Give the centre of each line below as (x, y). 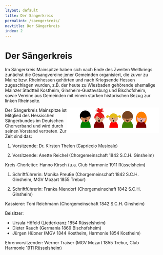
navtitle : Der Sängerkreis (32, 26)
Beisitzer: (15, 213)
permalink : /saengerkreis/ (32, 21)
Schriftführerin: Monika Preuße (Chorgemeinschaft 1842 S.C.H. (75, 175)
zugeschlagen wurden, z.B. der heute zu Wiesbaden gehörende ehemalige (80, 85)
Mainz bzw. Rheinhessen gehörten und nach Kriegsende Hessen (70, 80)
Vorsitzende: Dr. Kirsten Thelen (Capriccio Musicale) (65, 146)
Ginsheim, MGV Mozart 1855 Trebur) (49, 179)
